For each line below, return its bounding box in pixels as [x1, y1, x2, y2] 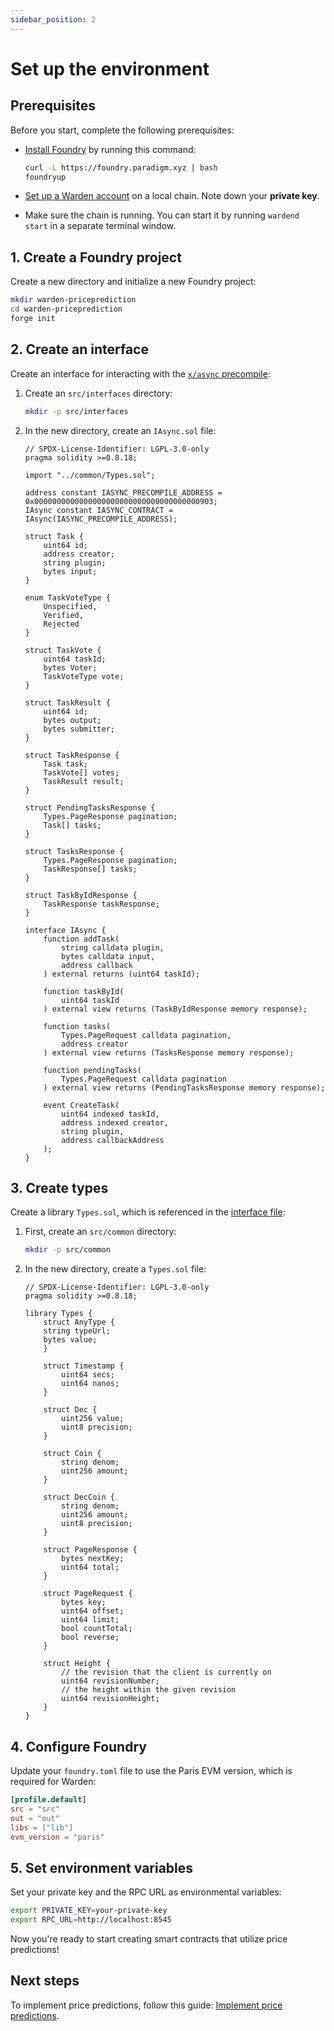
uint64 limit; [61, 1615, 120, 1625]
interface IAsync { [24, 925, 107, 935]
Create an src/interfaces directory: [24, 387, 173, 399]
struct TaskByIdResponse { [24, 890, 138, 900]
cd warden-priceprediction [10, 304, 123, 315]
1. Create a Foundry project [10, 249, 182, 266]
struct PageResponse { [43, 1545, 138, 1555]
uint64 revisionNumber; [61, 1676, 160, 1686]
